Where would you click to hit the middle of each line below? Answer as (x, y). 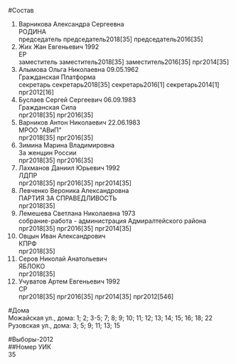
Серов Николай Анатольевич (63, 259)
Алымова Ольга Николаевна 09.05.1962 (79, 69)
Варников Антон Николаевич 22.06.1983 (79, 123)
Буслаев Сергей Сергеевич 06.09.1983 (77, 100)
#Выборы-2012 (31, 339)
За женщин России (47, 153)
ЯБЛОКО (32, 266)
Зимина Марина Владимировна (66, 145)
